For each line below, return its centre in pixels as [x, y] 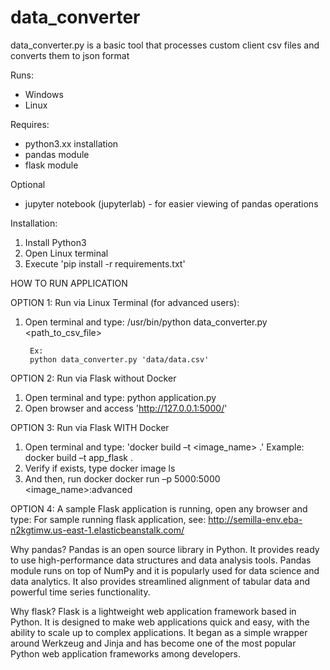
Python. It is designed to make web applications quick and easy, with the [160, 622]
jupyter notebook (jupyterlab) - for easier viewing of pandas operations [171, 203]
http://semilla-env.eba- [255, 519]
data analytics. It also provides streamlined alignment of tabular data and [160, 581]
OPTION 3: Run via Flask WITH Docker [90, 427]
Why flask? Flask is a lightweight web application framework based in [153, 611]
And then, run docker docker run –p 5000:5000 [122, 478]
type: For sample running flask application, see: [108, 519]
